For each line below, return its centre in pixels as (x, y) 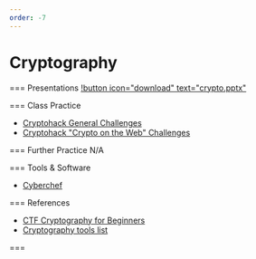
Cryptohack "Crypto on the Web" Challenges (106, 132)
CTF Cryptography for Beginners (84, 220)
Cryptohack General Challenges (82, 122)
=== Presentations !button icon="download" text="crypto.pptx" (128, 88)
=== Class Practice (45, 105)
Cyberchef (43, 185)
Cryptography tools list (65, 230)
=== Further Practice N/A (57, 149)
